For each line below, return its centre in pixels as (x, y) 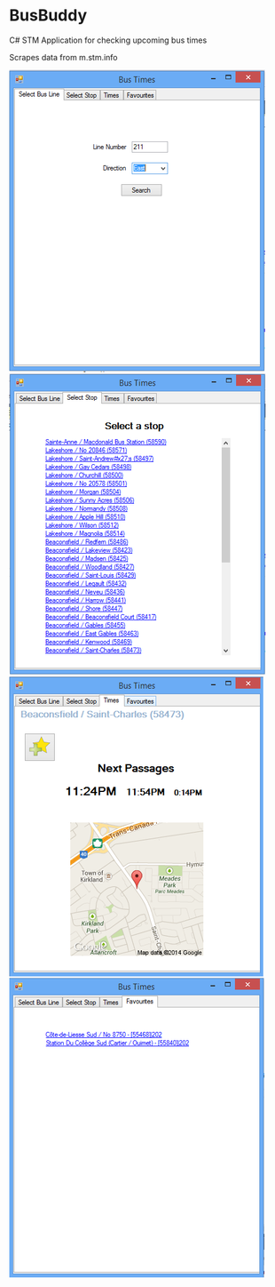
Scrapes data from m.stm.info (63, 57)
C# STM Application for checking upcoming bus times (108, 40)
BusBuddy (48, 16)
